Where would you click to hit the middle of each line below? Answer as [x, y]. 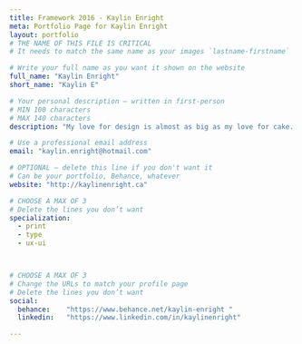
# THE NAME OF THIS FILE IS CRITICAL [81, 43]
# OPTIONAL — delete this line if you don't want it [111, 168]
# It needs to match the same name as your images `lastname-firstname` [150, 52]
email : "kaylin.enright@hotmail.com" [81, 152]
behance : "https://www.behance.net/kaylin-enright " [125, 310]
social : [24, 300]
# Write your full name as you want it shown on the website [127, 68]
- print [32, 226]
